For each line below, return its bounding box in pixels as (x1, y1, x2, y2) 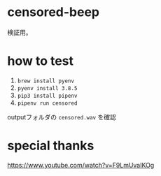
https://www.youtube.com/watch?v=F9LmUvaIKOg (7, 161, 155, 169)
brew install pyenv (17, 78, 75, 85)
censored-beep (7, 4, 100, 20)
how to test (7, 53, 74, 69)
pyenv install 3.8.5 (17, 85, 78, 91)
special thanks (7, 138, 94, 154)
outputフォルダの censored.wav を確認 (7, 112, 117, 121)
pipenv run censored (17, 99, 78, 107)
